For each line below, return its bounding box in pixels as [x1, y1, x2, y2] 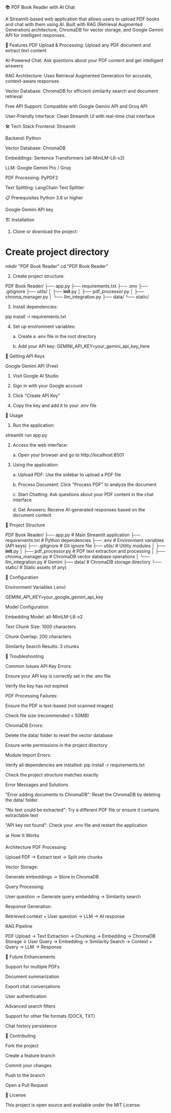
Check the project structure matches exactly [5, 771, 99, 778]
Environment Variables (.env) [5, 584, 66, 590]
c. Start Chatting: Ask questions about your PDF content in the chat [12, 491, 154, 497]
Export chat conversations [5, 983, 61, 989]
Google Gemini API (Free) [5, 363, 59, 369]
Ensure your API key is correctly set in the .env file [5, 672, 111, 679]
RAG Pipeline [5, 923, 33, 929]
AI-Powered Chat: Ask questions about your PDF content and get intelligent [5, 58, 164, 63]
